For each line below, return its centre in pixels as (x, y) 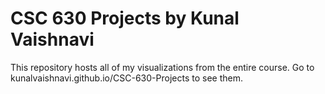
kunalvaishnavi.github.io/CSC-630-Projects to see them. (126, 78)
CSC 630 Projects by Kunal (125, 18)
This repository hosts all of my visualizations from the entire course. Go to (162, 67)
